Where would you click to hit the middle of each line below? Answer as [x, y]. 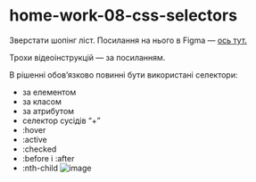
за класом [42, 101]
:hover [34, 129]
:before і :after [48, 158]
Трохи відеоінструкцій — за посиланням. [87, 57]
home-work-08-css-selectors [124, 16]
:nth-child [40, 168]
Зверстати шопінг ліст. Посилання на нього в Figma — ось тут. [128, 40]
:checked [39, 149]
